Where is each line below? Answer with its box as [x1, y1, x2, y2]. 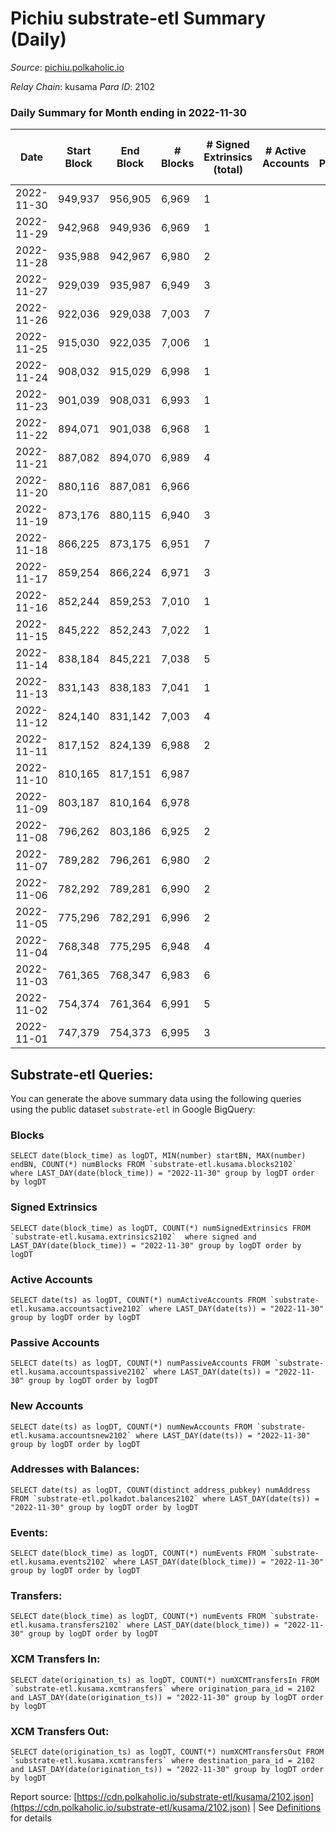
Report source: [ [10, 1791, 78, 1803]
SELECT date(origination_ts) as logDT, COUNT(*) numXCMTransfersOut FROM [10, 1747, 325, 1757]
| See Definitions [252, 1802, 322, 1814]
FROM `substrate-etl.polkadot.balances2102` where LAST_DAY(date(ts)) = [10, 1493, 320, 1504]
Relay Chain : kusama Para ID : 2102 [10, 80, 155, 92]
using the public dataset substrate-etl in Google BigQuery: [10, 1103, 256, 1116]
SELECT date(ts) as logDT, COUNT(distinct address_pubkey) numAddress [10, 1485, 311, 1495]
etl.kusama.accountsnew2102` [10, 1430, 132, 1441]
